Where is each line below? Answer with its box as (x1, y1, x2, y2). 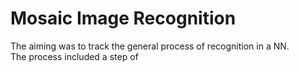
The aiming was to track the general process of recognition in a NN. (10, 40, 290, 52)
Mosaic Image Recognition (10, 7, 237, 30)
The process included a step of (10, 50, 139, 62)
